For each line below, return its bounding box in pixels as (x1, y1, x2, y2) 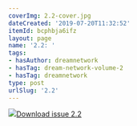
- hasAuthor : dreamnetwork (8, 57, 99, 65)
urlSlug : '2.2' (8, 86, 59, 95)
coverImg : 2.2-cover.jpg (8, 11, 91, 20)
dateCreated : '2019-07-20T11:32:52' (8, 19, 131, 27)
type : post (8, 79, 45, 87)
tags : (8, 49, 26, 57)
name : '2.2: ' (8, 42, 56, 50)
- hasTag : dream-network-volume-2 (8, 64, 124, 72)
